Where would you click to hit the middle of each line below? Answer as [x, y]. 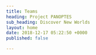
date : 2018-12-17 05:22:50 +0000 [47, 33]
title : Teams [22, 11]
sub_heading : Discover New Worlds [48, 22]
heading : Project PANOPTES [39, 17]
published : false [27, 38]
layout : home [22, 27]
